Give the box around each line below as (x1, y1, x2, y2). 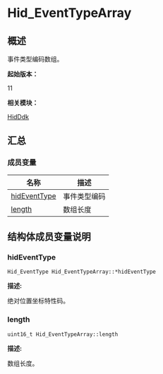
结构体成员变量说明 (7, 231, 91, 243)
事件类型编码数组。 (7, 55, 64, 63)
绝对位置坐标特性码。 (7, 296, 69, 305)
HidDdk (7, 113, 30, 121)
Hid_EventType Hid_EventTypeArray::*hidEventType (7, 268, 157, 276)
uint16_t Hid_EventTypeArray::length (7, 330, 119, 338)
